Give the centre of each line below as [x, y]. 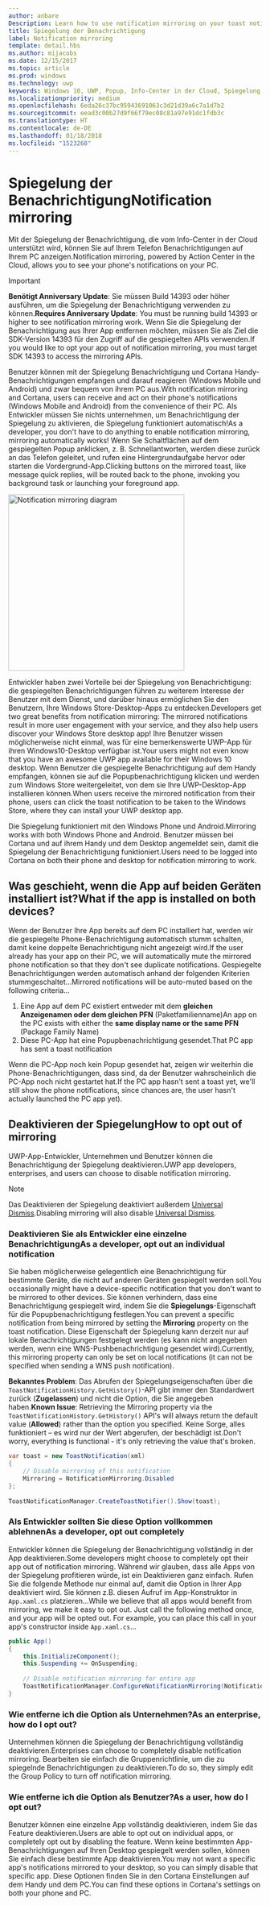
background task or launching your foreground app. [94, 484]
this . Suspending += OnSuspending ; [80, 1664]
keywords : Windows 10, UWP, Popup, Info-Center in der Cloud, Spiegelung [135, 91]
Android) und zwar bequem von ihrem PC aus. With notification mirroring [128, 389]
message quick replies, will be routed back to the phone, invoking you [124, 475]
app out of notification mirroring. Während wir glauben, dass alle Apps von [132, 1566]
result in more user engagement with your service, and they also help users [133, 725]
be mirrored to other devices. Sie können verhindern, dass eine [113, 1298]
